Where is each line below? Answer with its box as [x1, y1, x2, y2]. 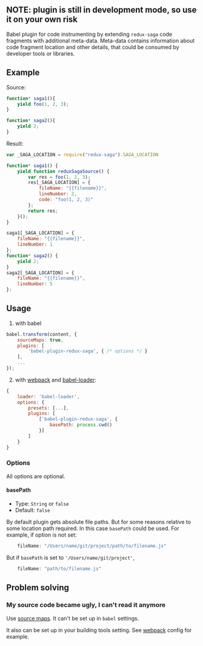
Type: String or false [15, 500, 69, 507]
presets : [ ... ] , [28, 405, 69, 411]
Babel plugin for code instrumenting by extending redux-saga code [6, 30, 173, 38]
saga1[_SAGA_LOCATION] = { [6, 230, 75, 236]
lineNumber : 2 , [38, 191, 78, 197]
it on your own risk [6, 15, 78, 25]
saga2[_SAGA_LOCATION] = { [6, 270, 75, 276]
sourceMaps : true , [17, 337, 64, 343]
